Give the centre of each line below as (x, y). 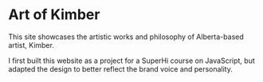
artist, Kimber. (31, 45)
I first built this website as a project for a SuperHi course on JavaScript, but (131, 61)
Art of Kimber (54, 15)
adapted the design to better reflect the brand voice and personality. (121, 68)
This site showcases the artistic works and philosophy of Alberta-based (126, 37)
